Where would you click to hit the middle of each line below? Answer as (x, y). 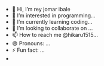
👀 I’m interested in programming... (53, 15)
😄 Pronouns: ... (31, 43)
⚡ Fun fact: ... (28, 50)
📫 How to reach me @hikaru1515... (55, 35)
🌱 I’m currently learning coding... (52, 22)
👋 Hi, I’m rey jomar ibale (41, 9)
